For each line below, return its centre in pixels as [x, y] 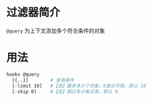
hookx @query [23, 74]
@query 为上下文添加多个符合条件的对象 [56, 31]
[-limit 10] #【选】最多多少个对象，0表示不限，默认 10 [79, 86]
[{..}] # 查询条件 [43, 80]
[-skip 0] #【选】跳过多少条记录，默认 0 [65, 92]
